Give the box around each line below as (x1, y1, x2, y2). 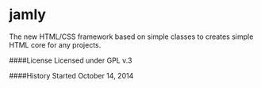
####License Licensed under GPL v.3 (9, 55, 132, 65)
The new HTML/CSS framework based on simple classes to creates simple (9, 32, 254, 41)
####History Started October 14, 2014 (9, 71, 134, 80)
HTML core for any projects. (9, 40, 102, 49)
